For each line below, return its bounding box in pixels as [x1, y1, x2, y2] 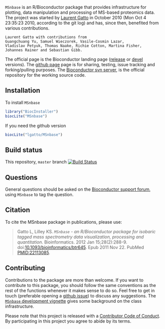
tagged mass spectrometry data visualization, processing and [17, 234, 144, 240]
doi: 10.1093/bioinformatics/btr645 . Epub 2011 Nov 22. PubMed [17, 244, 144, 250]
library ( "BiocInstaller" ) [5, 109, 58, 114]
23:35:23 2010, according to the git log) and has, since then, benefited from [5, 20, 159, 26]
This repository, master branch [5, 159, 67, 165]
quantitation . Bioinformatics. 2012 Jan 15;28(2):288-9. [17, 239, 128, 245]
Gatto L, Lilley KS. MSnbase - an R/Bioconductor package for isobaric [17, 228, 156, 234]
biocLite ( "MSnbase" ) [5, 114, 48, 119]
